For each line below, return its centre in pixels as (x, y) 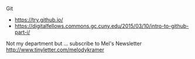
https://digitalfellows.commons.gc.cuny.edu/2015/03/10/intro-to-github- (102, 26)
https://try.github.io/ (39, 20)
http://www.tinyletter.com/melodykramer (55, 50)
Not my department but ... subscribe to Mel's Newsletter (74, 44)
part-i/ (22, 32)
